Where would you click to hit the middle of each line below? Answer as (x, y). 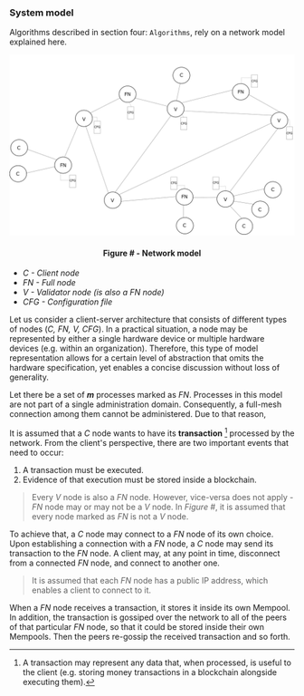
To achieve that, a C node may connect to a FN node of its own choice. (142, 534)
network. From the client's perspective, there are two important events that (149, 443)
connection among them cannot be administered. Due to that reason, (138, 414)
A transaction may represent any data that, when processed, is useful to (157, 662)
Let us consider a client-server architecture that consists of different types (148, 320)
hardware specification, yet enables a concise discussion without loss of (145, 368)
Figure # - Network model (152, 253)
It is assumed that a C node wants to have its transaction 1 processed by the (152, 432)
